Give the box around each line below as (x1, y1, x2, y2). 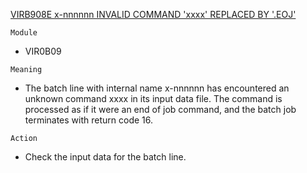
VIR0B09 (24, 45, 62, 57)
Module (10, 28, 38, 38)
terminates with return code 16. (24, 114, 154, 126)
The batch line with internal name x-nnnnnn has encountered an (24, 82, 290, 94)
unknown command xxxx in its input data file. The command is (24, 93, 283, 104)
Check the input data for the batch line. (24, 151, 187, 163)
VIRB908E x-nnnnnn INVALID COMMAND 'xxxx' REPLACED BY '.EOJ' (10, 9, 297, 20)
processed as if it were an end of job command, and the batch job (24, 104, 297, 115)
